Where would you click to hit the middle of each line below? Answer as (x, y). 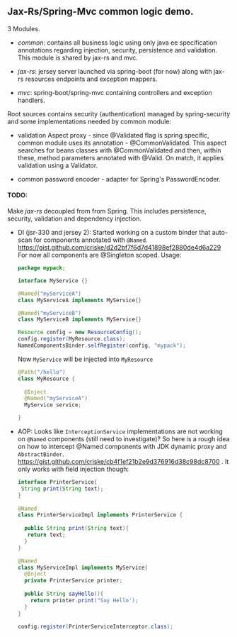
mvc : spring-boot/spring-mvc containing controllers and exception (115, 92)
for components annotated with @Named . (91, 240)
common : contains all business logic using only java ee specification (117, 43)
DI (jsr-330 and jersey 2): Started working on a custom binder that (114, 233)
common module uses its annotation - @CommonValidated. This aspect (122, 143)
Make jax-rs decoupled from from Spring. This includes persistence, (107, 211)
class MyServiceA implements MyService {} (80, 300)
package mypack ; (41, 268)
